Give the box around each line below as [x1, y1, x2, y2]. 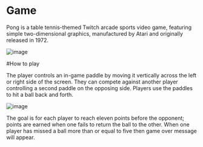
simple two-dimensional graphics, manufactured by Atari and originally [6, 30, 184, 37]
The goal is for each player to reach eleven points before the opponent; [6, 114, 185, 122]
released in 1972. [6, 36, 49, 44]
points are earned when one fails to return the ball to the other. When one [6, 120, 190, 128]
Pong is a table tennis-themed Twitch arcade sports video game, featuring [6, 24, 192, 31]
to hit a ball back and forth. [6, 91, 74, 98]
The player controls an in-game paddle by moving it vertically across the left [6, 71, 197, 79]
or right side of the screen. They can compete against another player [6, 78, 179, 85]
